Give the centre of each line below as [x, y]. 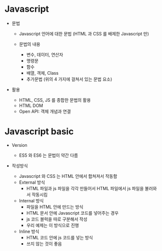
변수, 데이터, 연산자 [45, 55]
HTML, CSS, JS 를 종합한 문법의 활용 [55, 100]
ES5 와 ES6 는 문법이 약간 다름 [48, 155]
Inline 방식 [29, 231]
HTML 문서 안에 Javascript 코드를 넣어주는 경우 [72, 213]
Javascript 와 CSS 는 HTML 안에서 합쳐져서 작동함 [68, 176]
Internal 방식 [31, 200]
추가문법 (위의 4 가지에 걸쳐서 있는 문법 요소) [69, 79]
